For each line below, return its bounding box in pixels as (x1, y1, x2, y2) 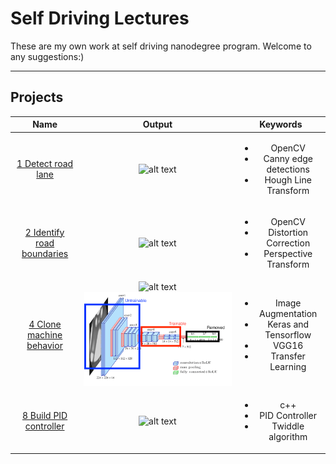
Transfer (270, 350, 306, 362)
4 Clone (28, 318, 62, 330)
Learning (269, 360, 307, 372)
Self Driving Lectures (10, 7, 190, 30)
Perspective (263, 247, 313, 259)
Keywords (259, 118, 303, 131)
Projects (10, 89, 64, 106)
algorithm (268, 431, 308, 443)
